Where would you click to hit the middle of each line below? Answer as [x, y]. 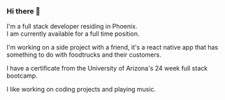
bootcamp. [22, 76]
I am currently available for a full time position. [73, 34]
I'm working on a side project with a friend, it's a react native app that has [112, 48]
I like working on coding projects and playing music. [81, 90]
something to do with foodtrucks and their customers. [84, 55]
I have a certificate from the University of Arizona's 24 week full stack [107, 69]
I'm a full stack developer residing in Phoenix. [72, 27]
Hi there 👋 [24, 11]
